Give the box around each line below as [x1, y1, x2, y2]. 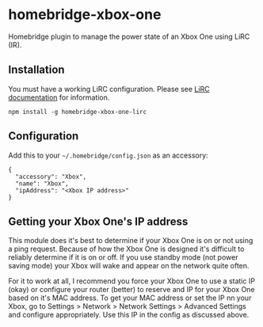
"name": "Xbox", [15, 180, 69, 188]
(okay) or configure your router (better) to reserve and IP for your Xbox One [8, 285, 255, 295]
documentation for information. [8, 93, 110, 102]
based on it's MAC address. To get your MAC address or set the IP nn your [8, 293, 252, 302]
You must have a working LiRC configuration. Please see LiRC [8, 84, 210, 93]
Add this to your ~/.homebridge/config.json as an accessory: [8, 150, 208, 160]
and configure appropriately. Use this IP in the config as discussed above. [8, 310, 250, 320]
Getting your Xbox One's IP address [8, 215, 189, 228]
